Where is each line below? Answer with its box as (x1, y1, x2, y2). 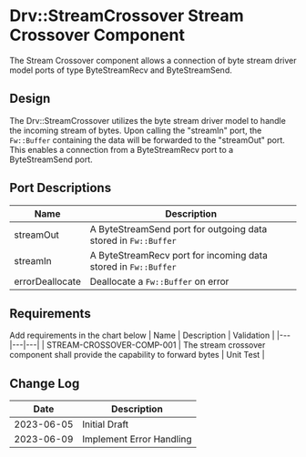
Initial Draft (81, 418, 129, 431)
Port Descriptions (9, 180, 112, 196)
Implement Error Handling (81, 433, 193, 446)
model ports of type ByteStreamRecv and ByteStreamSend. (9, 65, 232, 76)
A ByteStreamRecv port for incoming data (89, 249, 269, 261)
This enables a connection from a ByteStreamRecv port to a (9, 144, 234, 155)
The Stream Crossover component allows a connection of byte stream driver (9, 55, 297, 66)
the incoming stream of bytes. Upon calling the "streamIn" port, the (9, 125, 262, 136)
